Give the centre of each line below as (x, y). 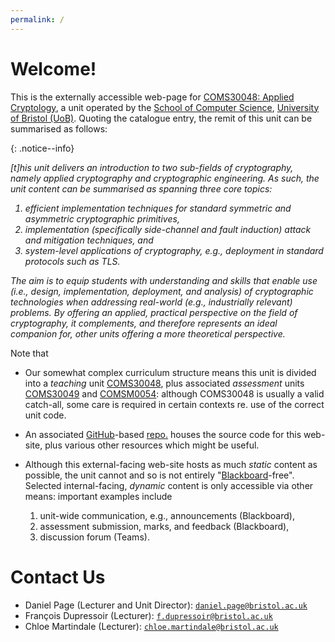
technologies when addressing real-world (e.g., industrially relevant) (151, 302)
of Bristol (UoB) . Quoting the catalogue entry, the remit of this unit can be (161, 118)
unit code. (45, 415)
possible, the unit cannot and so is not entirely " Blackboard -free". (159, 475)
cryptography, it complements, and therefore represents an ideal (144, 323)
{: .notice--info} (42, 148)
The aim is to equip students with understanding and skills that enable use (164, 280)
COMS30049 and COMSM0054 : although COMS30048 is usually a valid (174, 393)
